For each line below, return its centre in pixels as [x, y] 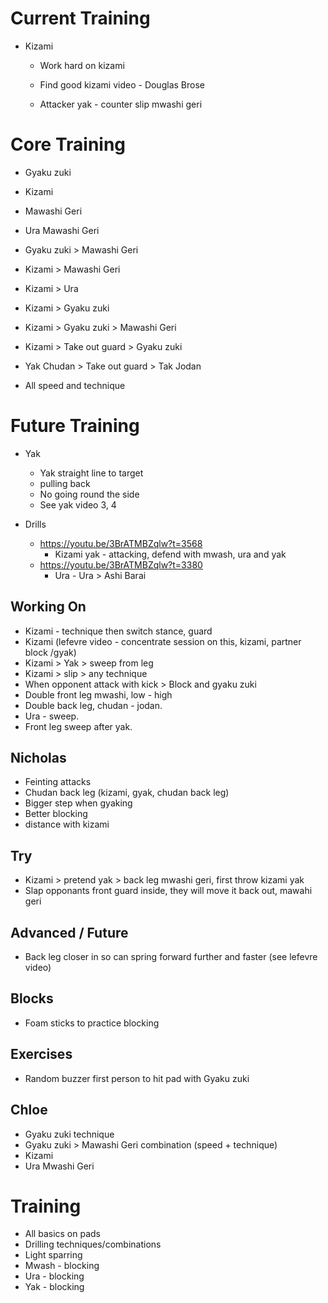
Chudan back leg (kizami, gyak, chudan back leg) [127, 793]
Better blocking [56, 814]
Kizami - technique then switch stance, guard [118, 631]
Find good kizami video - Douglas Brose [122, 84]
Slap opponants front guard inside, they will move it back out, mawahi [168, 891]
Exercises [41, 1054]
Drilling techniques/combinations [93, 1244]
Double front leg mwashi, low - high [98, 694]
